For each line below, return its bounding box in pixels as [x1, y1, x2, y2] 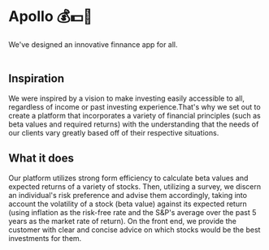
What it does [8, 152, 75, 166]
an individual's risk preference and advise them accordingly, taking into [8, 190, 248, 200]
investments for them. [8, 233, 82, 243]
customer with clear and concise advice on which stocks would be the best [8, 225, 261, 235]
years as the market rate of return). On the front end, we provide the [8, 216, 237, 226]
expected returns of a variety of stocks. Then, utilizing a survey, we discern [8, 181, 262, 192]
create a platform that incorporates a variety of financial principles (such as [8, 110, 262, 120]
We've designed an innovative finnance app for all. [8, 39, 178, 50]
